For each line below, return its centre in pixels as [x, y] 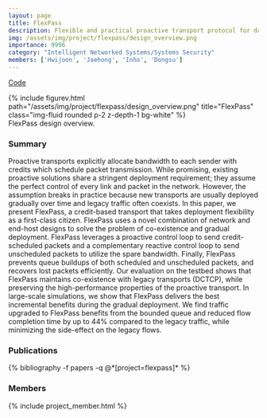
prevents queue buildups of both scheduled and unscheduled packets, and [131, 262]
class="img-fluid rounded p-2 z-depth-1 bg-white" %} [97, 114]
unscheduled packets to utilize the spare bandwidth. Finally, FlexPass [122, 254]
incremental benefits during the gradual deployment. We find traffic [118, 305]
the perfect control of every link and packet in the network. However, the [127, 187]
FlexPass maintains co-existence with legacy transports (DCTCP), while [126, 280]
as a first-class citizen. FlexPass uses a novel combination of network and [129, 220]
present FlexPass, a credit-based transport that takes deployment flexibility [131, 212]
